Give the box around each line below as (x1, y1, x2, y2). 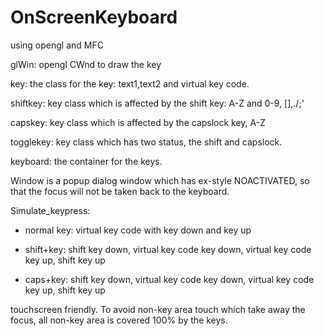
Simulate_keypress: (10, 204, 91, 216)
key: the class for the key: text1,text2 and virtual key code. (10, 77, 250, 90)
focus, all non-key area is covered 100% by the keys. (10, 314, 228, 326)
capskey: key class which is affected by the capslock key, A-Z (10, 116, 267, 128)
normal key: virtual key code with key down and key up (24, 224, 252, 236)
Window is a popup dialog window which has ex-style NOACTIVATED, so (10, 174, 310, 186)
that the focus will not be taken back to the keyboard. (10, 185, 230, 197)
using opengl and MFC (10, 39, 104, 51)
